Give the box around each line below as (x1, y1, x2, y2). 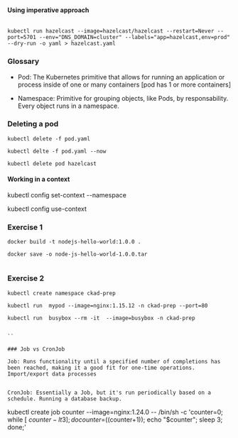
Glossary (7, 57, 40, 67)
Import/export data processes (7, 370, 97, 378)
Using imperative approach (7, 6, 90, 14)
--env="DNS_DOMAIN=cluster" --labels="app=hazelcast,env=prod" (38, 34, 231, 41)
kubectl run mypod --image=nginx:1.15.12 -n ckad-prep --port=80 (7, 302, 208, 309)
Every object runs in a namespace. (17, 102, 119, 110)
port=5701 (7, 34, 37, 41)
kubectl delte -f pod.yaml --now (7, 148, 107, 155)
